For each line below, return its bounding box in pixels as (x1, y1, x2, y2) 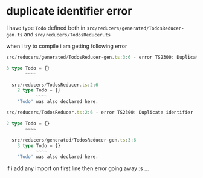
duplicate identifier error (6, 4, 132, 18)
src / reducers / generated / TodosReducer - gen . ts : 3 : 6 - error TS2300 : (6, 54, 175, 60)
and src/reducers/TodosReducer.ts (24, 30, 111, 38)
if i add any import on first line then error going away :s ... (6, 165, 149, 172)
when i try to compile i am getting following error (6, 42, 127, 50)
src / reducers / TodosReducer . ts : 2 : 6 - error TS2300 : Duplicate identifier (6, 110, 193, 116)
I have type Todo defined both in (6, 24, 86, 31)
